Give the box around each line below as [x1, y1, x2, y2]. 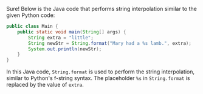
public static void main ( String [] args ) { [17, 29, 126, 35]
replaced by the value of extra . [6, 81, 84, 89]
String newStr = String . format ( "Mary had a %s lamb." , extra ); [28, 40, 191, 46]
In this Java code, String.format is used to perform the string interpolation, [6, 68, 194, 75]
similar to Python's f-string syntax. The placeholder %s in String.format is [6, 75, 190, 82]
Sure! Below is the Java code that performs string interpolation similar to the [6, 5, 198, 12]
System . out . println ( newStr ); [28, 45, 102, 52]
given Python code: [6, 12, 55, 19]
